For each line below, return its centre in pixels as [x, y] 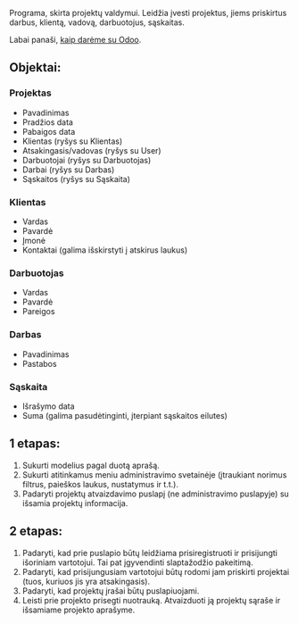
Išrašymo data [48, 406]
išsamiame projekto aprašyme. [79, 610]
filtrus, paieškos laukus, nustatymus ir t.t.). [100, 484]
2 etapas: [36, 532]
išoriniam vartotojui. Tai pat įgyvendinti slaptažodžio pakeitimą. [137, 562]
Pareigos [38, 312]
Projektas [30, 93]
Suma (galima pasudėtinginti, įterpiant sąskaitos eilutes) [124, 415]
